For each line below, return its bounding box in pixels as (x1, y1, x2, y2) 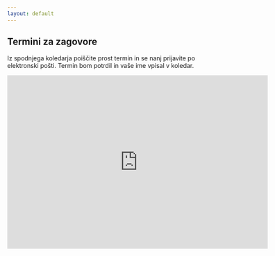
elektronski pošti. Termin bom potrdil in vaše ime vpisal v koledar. (7, 62, 194, 70)
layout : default (7, 10, 54, 17)
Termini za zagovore (7, 36, 98, 48)
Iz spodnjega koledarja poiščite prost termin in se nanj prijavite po (7, 54, 196, 62)
